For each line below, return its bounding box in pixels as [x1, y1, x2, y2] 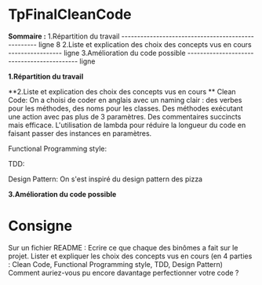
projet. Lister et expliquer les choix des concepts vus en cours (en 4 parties [8, 251, 253, 261]
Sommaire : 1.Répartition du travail [8, 31, 120, 41]
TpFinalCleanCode [8, 5, 132, 24]
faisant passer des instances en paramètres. [8, 128, 152, 138]
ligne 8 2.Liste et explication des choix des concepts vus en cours [38, 39, 253, 49]
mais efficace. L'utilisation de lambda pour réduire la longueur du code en [8, 120, 246, 130]
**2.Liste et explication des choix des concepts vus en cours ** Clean [8, 86, 237, 96]
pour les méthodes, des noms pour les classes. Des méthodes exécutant [8, 104, 243, 113]
